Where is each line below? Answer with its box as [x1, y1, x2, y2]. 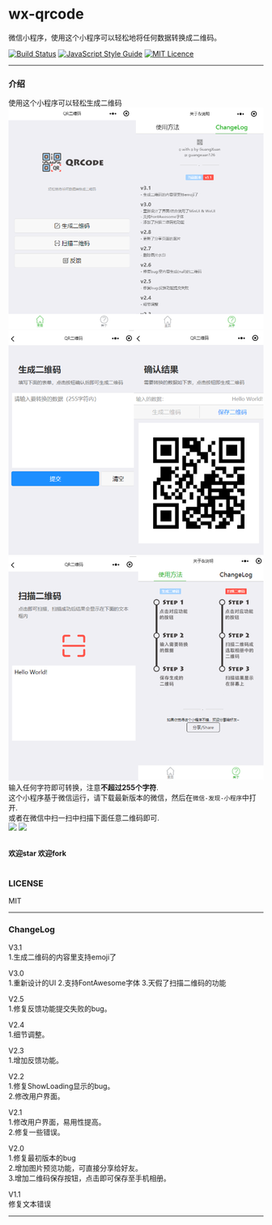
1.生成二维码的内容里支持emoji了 [8, 952, 117, 962]
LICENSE [8, 878, 45, 889]
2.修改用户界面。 [8, 1091, 65, 1101]
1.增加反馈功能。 [8, 1055, 63, 1065]
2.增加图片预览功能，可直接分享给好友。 [8, 1163, 143, 1172]
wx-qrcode [8, 5, 84, 23]
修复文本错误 [8, 1199, 51, 1209]
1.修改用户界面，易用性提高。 [8, 1117, 106, 1126]
